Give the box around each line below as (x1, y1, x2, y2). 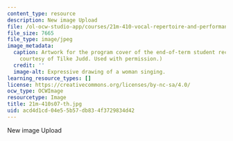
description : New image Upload (7, 17, 98, 24)
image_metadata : (7, 42, 54, 49)
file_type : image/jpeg (7, 36, 73, 43)
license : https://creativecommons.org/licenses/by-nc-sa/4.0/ (7, 81, 191, 88)
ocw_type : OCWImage (7, 88, 64, 94)
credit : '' (13, 62, 45, 69)
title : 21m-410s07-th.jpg (7, 101, 82, 108)
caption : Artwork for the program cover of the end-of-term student (13, 49, 216, 56)
